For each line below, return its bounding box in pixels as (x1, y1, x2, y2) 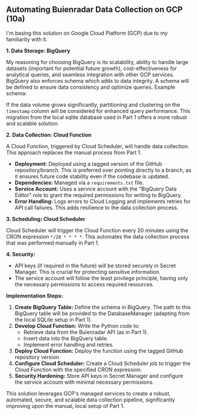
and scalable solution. (6, 120, 59, 127)
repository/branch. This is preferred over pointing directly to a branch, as (14, 166, 192, 173)
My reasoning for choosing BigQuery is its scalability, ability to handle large (6, 58, 189, 65)
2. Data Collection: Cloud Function (6, 131, 92, 138)
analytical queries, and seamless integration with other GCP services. (6, 71, 175, 78)
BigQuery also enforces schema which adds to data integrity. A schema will (6, 77, 189, 84)
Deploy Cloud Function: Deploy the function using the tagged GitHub (14, 347, 183, 354)
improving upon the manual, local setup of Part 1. (6, 402, 125, 409)
